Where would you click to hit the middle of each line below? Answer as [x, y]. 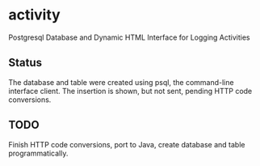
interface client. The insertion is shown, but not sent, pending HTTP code [130, 91]
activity [34, 15]
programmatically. [38, 153]
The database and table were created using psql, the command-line [121, 82]
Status [25, 63]
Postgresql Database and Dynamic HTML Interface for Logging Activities [129, 37]
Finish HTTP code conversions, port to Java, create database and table [127, 144]
